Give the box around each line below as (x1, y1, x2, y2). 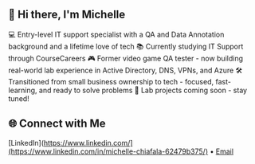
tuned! (8, 93, 29, 103)
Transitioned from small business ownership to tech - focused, (8, 76, 214, 86)
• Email (210, 146, 233, 156)
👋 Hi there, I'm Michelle (8, 8, 126, 21)
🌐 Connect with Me (8, 117, 106, 131)
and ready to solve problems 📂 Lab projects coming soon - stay (38, 85, 248, 95)
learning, (8, 85, 37, 95)
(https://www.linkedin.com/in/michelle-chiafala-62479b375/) (8, 146, 209, 156)
